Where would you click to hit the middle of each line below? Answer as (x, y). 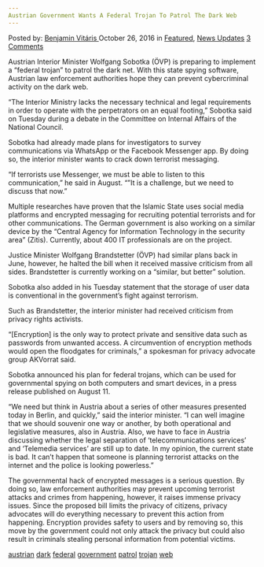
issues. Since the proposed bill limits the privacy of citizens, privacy (118, 506)
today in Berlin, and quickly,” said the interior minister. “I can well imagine (126, 415)
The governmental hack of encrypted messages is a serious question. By (126, 480)
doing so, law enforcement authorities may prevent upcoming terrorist (121, 488)
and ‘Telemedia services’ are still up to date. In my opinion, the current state (131, 448)
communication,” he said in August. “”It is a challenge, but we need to (121, 183)
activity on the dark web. (48, 87)
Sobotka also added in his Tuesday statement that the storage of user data (129, 287)
